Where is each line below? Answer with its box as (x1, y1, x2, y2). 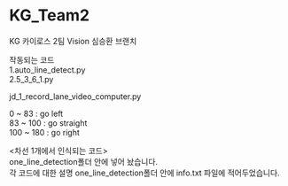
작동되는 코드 (9, 54, 55, 65)
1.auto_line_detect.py (9, 64, 86, 75)
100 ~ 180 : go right (9, 127, 80, 137)
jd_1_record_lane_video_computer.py (9, 90, 142, 102)
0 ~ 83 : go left (9, 108, 64, 119)
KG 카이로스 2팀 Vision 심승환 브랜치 (9, 35, 137, 46)
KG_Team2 (9, 5, 90, 26)
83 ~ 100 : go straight (9, 117, 88, 128)
